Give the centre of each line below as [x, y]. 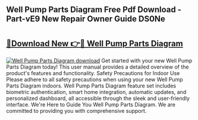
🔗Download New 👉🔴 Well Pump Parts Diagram [95, 43]
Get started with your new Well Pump [147, 61]
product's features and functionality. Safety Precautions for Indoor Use [93, 73]
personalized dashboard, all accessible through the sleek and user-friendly [98, 98]
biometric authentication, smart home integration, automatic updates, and [96, 92]
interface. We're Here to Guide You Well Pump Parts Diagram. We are [91, 105]
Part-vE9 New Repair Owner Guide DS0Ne [86, 19]
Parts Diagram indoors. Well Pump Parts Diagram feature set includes [91, 86]
